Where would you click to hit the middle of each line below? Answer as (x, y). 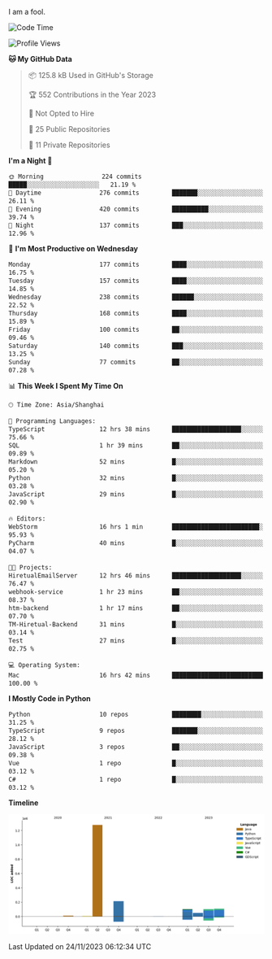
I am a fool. (27, 12)
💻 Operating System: (45, 665)
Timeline (24, 803)
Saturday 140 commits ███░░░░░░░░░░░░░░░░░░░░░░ (136, 346)
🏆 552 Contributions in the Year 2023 (92, 94)
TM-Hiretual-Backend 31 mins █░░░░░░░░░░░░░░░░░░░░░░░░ (136, 625)
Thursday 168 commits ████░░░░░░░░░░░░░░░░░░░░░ (136, 313)
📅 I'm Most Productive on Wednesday (73, 248)
